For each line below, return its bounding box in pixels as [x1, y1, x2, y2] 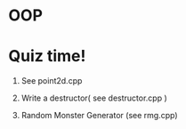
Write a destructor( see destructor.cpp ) [20, 93, 168, 103]
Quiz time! [8, 46, 86, 67]
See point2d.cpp [20, 76, 83, 86]
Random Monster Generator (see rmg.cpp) [20, 110, 178, 121]
